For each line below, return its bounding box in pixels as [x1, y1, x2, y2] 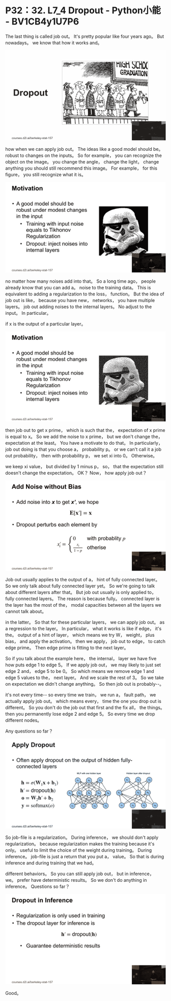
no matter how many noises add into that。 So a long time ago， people [5, 278, 156, 284]
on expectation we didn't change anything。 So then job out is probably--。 [5, 681, 164, 687]
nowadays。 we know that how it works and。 [5, 39, 102, 46]
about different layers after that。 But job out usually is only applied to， [5, 589, 157, 595]
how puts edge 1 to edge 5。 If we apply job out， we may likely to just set [5, 662, 161, 668]
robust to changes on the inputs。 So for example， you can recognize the [5, 152, 162, 158]
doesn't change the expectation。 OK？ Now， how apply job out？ [5, 470, 147, 476]
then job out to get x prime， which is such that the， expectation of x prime [5, 427, 165, 434]
